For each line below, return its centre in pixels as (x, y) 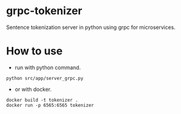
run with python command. (48, 67)
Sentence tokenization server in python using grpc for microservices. (91, 27)
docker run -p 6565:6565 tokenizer (50, 105)
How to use (34, 51)
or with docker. (33, 89)
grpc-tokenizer (44, 11)
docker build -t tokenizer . (42, 100)
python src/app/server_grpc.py (45, 78)
